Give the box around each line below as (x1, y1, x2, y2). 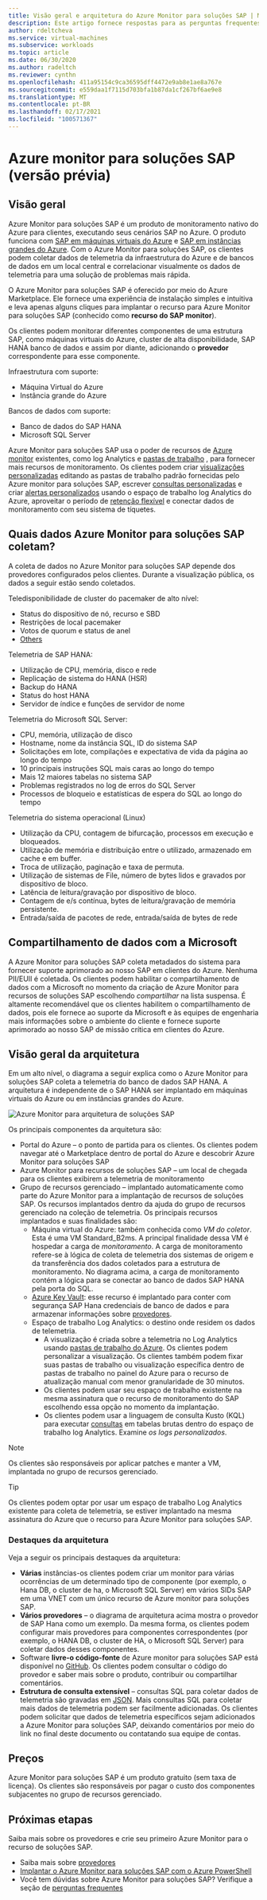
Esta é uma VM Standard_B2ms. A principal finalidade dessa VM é (31, 1233, 249, 1243)
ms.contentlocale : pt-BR (8, 100, 91, 108)
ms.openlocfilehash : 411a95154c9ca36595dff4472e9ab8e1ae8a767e (8, 78, 222, 86)
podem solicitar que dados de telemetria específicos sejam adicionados (19, 1711, 256, 1721)
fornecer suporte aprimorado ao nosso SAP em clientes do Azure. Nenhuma (8, 965, 258, 975)
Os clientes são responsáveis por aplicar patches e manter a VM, (8, 1458, 221, 1468)
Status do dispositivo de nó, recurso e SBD (19, 609, 161, 618)
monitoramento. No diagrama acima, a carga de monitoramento (31, 1267, 240, 1277)
